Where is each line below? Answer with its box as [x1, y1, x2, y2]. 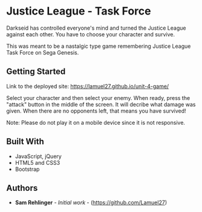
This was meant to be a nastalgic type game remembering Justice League [6, 42, 191, 50]
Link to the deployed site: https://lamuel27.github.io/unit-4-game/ [6, 82, 169, 90]
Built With [6, 136, 44, 147]
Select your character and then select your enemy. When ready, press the [6, 94, 191, 101]
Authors [6, 183, 38, 193]
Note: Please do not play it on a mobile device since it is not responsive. [6, 119, 186, 126]
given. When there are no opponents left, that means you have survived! [6, 107, 186, 114]
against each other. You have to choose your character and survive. [6, 30, 175, 38]
